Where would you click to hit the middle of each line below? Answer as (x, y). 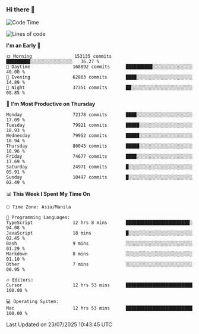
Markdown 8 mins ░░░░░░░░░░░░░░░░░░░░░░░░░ (99, 254)
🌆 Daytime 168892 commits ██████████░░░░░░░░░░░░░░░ (99, 67)
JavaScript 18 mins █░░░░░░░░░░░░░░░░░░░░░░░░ (99, 233)
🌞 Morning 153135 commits (59, 57)
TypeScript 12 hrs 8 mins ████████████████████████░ (99, 223)
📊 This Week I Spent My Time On (48, 194)
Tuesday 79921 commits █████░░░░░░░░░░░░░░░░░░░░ (99, 125)
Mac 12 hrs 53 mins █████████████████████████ (99, 308)
